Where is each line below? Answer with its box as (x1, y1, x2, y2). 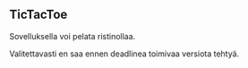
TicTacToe (9, 7, 68, 22)
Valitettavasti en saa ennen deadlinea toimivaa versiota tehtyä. (9, 48, 240, 59)
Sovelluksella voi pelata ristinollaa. (9, 30, 136, 41)
